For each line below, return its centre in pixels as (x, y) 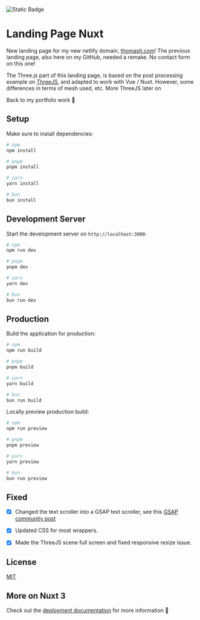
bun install (21, 200)
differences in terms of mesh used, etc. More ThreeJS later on (84, 88)
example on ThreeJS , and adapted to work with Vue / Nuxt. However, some (100, 81)
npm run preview (27, 429)
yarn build (20, 383)
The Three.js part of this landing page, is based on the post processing (95, 75)
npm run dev (21, 251)
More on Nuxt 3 (36, 595)
